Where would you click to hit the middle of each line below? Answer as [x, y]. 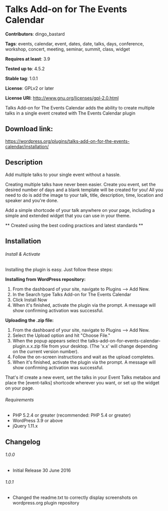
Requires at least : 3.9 [28, 59]
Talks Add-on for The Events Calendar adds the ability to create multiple [80, 107]
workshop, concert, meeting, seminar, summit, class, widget [68, 49]
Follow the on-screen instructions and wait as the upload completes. [83, 357]
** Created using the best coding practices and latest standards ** [74, 225]
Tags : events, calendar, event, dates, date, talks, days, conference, [75, 43]
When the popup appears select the [50, 341]
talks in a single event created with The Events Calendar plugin [70, 113]
